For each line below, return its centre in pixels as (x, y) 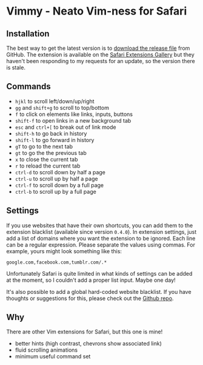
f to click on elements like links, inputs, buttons (74, 114)
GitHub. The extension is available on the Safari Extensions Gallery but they (101, 55)
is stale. (16, 67)
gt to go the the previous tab (51, 152)
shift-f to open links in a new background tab (73, 120)
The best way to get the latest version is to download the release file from (98, 48)
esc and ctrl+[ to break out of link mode (65, 127)
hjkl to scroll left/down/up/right (55, 101)
